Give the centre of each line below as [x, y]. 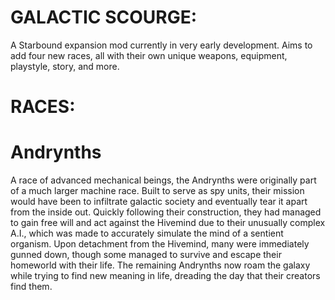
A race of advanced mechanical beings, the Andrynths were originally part [163, 180]
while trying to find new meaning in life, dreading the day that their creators [165, 276]
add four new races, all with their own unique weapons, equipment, [149, 55]
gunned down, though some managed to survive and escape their [146, 255]
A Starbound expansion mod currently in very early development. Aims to [161, 45]
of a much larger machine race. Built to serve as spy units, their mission [157, 191]
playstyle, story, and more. [65, 66]
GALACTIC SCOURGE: [104, 17]
